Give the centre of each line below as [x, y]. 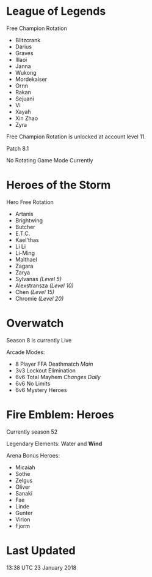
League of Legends [56, 11]
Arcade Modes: [26, 352]
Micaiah [25, 467]
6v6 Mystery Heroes [41, 390]
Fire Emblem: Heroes [60, 415]
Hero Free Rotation [30, 202]
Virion [23, 519]
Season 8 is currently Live [39, 340]
